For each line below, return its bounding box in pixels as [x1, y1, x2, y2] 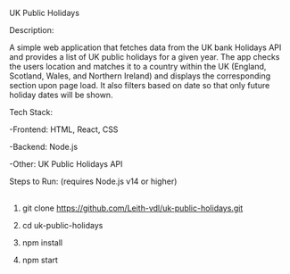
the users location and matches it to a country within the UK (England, [9, 62, 267, 71]
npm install [21, 237, 63, 248]
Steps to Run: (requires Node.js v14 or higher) [9, 176, 178, 187]
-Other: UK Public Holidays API [9, 159, 123, 169]
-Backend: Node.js [9, 142, 79, 152]
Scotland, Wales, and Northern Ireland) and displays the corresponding [9, 71, 271, 81]
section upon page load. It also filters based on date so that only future [9, 80, 270, 90]
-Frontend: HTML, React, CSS [9, 124, 119, 135]
